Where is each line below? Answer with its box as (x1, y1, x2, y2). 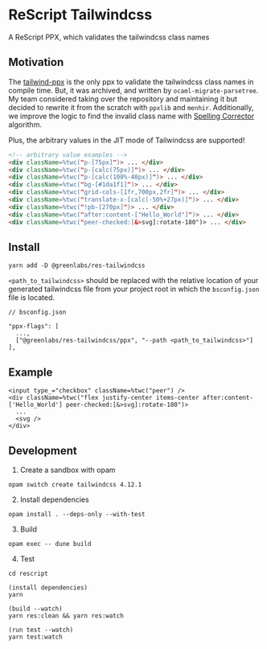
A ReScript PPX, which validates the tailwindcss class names (8, 32, 210, 42)
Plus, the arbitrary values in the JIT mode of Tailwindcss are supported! (8, 135, 245, 145)
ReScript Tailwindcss (8, 6, 153, 24)
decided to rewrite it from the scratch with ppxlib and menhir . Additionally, (8, 102, 254, 112)
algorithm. (8, 119, 43, 129)
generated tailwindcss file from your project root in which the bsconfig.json (8, 284, 260, 294)
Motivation (8, 55, 64, 69)
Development (8, 444, 78, 458)
